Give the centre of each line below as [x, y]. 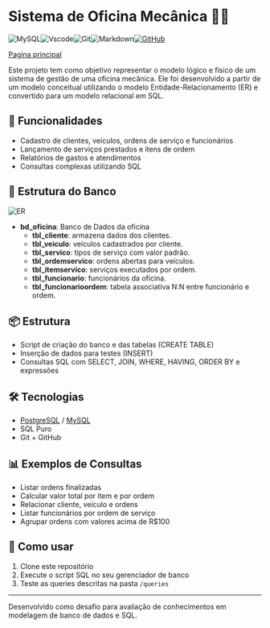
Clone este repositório [57, 566]
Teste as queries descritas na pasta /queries [94, 583]
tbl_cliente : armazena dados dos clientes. [101, 235]
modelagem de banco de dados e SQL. [73, 615]
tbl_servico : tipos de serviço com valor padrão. [111, 252]
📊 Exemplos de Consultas [75, 464]
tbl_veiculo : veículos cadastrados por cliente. [107, 243]
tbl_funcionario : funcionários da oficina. [99, 278]
